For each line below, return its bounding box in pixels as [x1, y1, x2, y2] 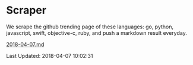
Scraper [6, 4, 46, 17]
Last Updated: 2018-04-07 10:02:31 [6, 52, 93, 59]
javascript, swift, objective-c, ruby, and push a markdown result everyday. [6, 29, 187, 36]
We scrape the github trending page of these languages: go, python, [6, 23, 174, 30]
